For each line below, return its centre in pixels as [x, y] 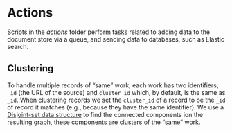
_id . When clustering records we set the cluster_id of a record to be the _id [116, 100]
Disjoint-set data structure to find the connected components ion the [105, 114]
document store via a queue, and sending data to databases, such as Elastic [116, 39]
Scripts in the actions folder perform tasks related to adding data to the [108, 32]
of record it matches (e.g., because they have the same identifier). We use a [116, 107]
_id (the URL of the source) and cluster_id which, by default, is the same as [116, 92]
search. [18, 46]
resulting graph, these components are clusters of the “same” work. [104, 122]
